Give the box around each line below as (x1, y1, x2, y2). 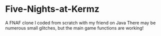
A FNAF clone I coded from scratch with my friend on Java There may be (5, 20, 156, 26)
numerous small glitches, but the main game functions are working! (5, 25, 144, 31)
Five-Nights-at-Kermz (5, 3, 100, 15)
